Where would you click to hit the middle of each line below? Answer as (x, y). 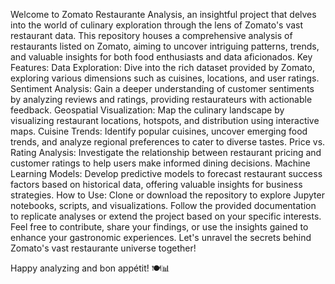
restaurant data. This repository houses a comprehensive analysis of (151, 35)
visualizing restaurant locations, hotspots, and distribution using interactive (165, 120)
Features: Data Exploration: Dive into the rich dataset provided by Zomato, (162, 67)
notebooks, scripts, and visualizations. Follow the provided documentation (163, 205)
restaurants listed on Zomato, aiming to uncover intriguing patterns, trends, (165, 46)
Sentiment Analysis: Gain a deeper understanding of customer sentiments (162, 88)
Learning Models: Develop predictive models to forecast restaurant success (166, 173)
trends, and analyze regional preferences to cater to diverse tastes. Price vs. (168, 142)
